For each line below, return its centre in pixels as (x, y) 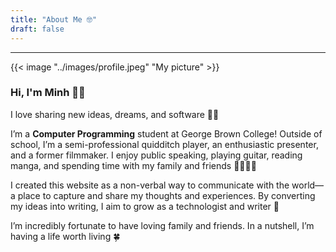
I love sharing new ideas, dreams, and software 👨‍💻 (115, 114)
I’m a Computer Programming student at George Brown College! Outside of (166, 133)
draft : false (37, 29)
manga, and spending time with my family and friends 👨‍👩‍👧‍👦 (133, 165)
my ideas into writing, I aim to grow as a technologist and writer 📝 (145, 206)
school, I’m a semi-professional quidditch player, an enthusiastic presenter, (164, 144)
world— (308, 185)
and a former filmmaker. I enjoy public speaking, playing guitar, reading (156, 155)
